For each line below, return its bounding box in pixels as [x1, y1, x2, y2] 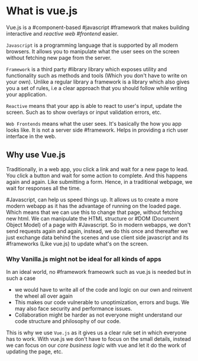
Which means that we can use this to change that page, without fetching [6, 209, 183, 216]
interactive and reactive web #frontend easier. [6, 30, 119, 37]
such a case [6, 274, 36, 282]
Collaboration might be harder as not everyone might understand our [14, 311, 183, 318]
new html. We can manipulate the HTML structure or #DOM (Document [6, 215, 179, 222]
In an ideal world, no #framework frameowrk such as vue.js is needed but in [6, 269, 191, 276]
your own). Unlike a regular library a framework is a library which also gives [6, 78, 190, 85]
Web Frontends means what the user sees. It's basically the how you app [6, 120, 182, 127]
